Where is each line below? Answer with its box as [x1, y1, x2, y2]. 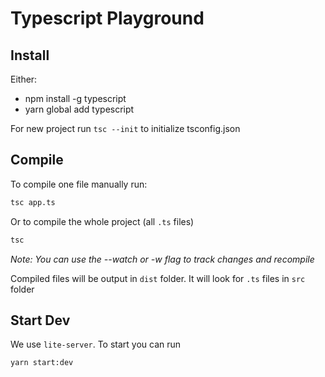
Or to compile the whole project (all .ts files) [10, 215, 195, 227]
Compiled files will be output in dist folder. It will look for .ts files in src [10, 272, 306, 284]
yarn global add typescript [24, 103, 135, 115]
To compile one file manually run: [10, 178, 148, 190]
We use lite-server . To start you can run [10, 338, 182, 351]
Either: [10, 73, 38, 85]
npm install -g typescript [24, 93, 127, 104]
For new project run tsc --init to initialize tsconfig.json [10, 123, 241, 134]
